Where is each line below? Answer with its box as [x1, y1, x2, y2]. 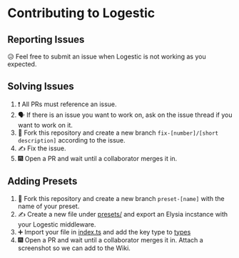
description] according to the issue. [17, 135, 126, 144]
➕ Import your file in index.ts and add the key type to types [17, 227, 191, 236]
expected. [7, 60, 37, 68]
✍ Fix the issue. [17, 144, 66, 153]
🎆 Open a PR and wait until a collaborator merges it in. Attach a [17, 235, 203, 244]
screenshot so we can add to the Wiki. [17, 244, 131, 252]
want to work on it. [17, 120, 73, 129]
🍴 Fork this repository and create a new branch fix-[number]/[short [17, 128, 219, 137]
